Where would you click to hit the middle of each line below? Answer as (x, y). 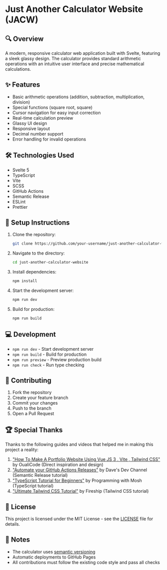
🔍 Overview (24, 39)
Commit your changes (35, 403)
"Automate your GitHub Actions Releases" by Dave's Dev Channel (80, 470)
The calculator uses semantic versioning (54, 552)
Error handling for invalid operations (49, 139)
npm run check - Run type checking (48, 365)
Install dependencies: (34, 272)
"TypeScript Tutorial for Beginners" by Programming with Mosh (77, 481)
